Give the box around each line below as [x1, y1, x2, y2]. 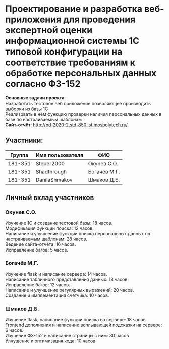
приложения [5, 14, 62, 25]
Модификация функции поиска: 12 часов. [5, 225, 94, 231]
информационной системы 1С [5, 35, 140, 47]
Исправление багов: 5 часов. [5, 247, 68, 253]
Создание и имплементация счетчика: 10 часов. [5, 292, 109, 298]
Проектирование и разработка [5, 3, 143, 15]
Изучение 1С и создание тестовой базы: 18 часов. [5, 220, 113, 226]
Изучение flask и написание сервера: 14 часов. [5, 271, 107, 277]
